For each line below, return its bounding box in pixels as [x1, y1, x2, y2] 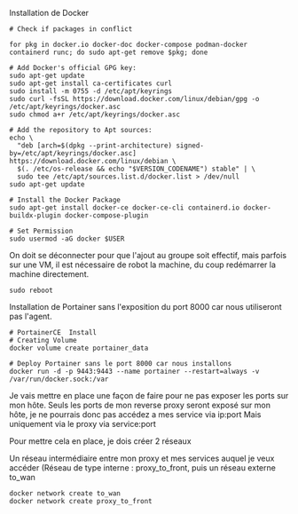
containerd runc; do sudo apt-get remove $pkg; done [9, 48, 208, 57]
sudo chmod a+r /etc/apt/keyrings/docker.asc [9, 110, 180, 119]
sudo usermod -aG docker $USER [9, 234, 125, 243]
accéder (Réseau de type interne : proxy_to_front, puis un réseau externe [9, 463, 277, 473]
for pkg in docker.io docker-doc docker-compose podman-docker [9, 40, 248, 49]
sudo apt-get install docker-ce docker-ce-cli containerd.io [9, 203, 240, 212]
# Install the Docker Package [9, 195, 122, 204]
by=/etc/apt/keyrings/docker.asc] [9, 149, 137, 158]
